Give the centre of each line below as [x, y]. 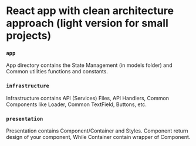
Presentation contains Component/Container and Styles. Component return [97, 131]
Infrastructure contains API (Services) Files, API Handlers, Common [87, 98]
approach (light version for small [87, 23]
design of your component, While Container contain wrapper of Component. [98, 137]
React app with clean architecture [90, 11]
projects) [29, 36]
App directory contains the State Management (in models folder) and [89, 65]
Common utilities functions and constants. [57, 72]
